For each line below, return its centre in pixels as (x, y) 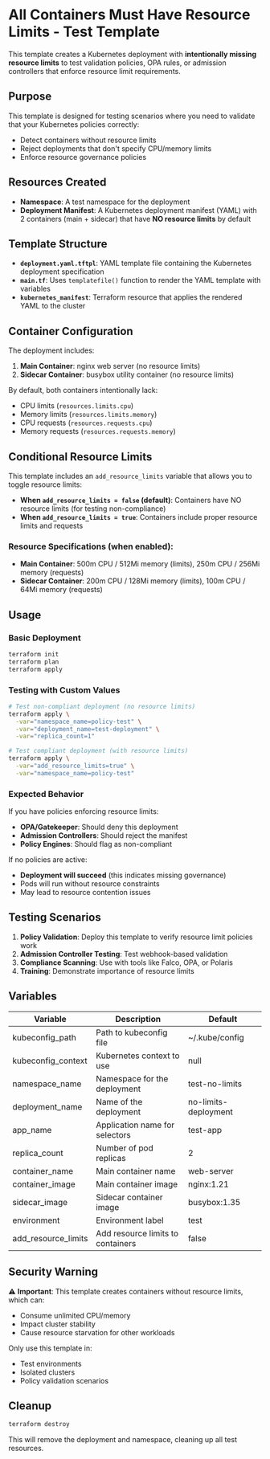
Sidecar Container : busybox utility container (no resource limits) (127, 374)
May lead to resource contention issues (85, 893)
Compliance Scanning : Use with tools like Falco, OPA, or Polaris (126, 962)
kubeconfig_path (44, 1037)
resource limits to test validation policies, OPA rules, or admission (117, 63)
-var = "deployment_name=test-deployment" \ (88, 729)
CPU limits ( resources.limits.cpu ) (77, 406)
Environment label (130, 1220)
